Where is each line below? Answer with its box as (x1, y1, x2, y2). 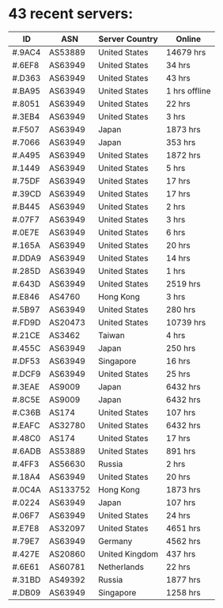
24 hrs (165, 510, 191, 521)
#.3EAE (12, 381, 40, 392)
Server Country (98, 33, 158, 44)
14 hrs (165, 253, 191, 264)
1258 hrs (165, 587, 201, 598)
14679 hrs (165, 47, 206, 58)
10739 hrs (165, 317, 206, 328)
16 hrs (165, 355, 191, 367)
